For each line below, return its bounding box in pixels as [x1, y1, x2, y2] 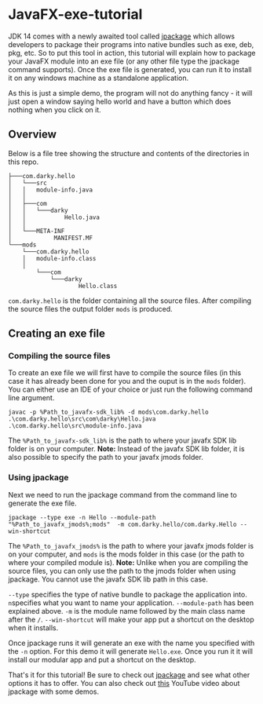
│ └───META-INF [8, 227, 65, 235]
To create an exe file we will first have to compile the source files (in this [8, 368, 242, 378]
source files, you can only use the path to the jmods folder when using [8, 566, 236, 575]
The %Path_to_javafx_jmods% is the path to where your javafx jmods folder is [8, 541, 254, 550]
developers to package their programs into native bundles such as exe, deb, [8, 39, 254, 49]
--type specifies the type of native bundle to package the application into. [8, 589, 247, 599]
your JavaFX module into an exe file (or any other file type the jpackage [8, 57, 239, 66]
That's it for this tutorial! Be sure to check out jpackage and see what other [8, 669, 250, 680]
